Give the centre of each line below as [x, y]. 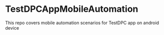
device [12, 28]
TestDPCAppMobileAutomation [72, 9]
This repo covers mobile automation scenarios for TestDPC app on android [82, 23]
